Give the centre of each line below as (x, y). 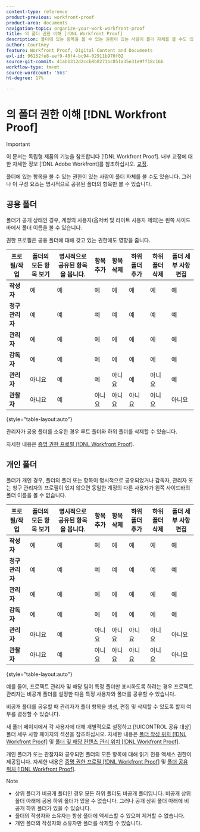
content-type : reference (37, 12)
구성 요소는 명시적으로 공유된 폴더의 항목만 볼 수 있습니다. (85, 184)
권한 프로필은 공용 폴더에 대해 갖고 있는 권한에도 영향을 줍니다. (78, 240)
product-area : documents (37, 23)
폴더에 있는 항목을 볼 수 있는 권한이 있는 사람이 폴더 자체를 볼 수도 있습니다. (93, 177)
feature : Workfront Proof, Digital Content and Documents (79, 51)
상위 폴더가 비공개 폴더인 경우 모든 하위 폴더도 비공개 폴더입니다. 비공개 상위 (103, 793)
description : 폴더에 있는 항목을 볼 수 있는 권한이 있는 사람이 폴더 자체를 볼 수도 (97, 39)
